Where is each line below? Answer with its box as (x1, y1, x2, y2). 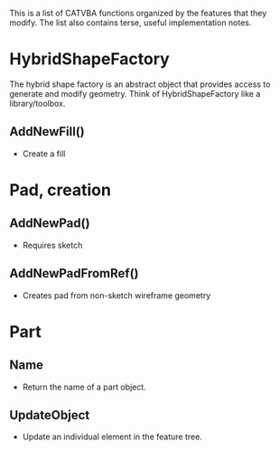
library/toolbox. (9, 98, 66, 108)
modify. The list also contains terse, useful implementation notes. (9, 17, 252, 28)
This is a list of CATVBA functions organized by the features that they (9, 8, 267, 18)
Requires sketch (22, 240, 83, 250)
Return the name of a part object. (22, 381, 146, 392)
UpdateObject (9, 407, 90, 423)
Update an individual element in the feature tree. (22, 431, 203, 442)
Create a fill (22, 148, 66, 159)
